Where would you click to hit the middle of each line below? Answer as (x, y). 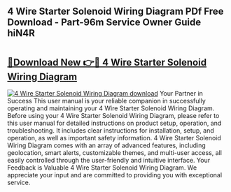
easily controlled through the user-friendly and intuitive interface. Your (109, 160)
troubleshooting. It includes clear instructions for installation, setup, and (111, 131)
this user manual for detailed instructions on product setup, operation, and (114, 123)
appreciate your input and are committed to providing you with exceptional (115, 175)
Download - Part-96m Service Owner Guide (104, 23)
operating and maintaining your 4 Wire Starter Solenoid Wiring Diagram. (111, 108)
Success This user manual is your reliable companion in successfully (107, 101)
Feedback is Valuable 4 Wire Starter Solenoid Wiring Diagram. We (102, 168)
